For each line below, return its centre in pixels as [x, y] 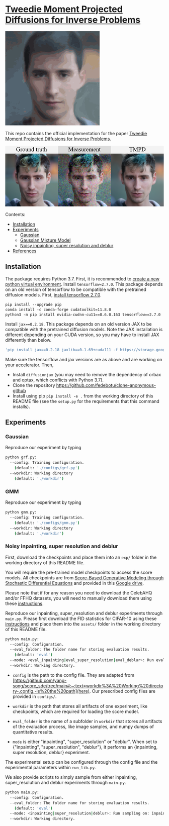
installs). [21, 406]
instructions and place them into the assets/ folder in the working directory [83, 624]
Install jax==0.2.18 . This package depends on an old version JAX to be [78, 324]
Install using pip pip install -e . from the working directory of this [83, 396]
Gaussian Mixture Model [45, 240]
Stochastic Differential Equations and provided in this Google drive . [75, 583]
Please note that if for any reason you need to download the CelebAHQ [79, 593]
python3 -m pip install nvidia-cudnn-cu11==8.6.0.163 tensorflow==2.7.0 [83, 315]
